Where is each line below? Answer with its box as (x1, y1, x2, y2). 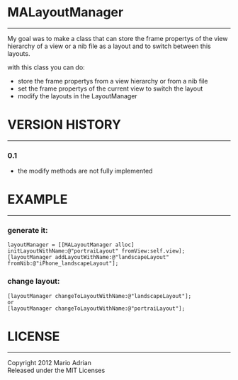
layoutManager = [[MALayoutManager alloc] (7, 241, 135, 248)
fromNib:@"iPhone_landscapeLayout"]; (7, 260, 119, 267)
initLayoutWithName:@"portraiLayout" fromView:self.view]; (7, 248, 186, 255)
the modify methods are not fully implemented (17, 167, 153, 175)
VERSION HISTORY (7, 117, 122, 133)
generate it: (7, 226, 48, 236)
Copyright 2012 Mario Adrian (7, 358, 92, 367)
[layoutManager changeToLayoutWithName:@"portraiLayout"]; (7, 305, 186, 312)
